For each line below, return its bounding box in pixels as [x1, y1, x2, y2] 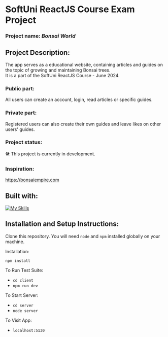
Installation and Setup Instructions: [5, 220, 119, 228]
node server [12, 308, 38, 313]
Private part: [5, 109, 37, 116]
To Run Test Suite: [5, 267, 44, 273]
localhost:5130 [12, 328, 45, 333]
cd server [12, 303, 34, 308]
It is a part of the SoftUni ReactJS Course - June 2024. [5, 72, 120, 78]
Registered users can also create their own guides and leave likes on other [5, 121, 161, 127]
